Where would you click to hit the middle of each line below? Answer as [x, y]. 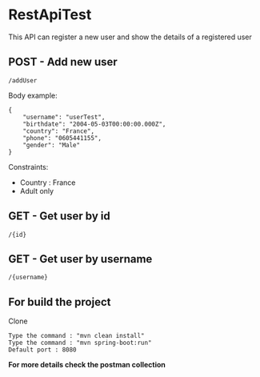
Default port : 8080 [43, 350]
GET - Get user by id [59, 217]
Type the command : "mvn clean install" [77, 336]
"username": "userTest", [64, 117]
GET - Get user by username [80, 259]
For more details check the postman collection [87, 365]
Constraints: [28, 166]
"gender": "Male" [52, 145]
